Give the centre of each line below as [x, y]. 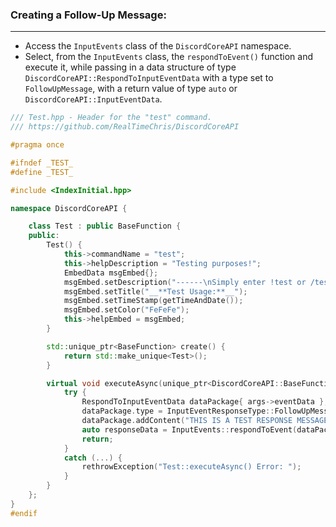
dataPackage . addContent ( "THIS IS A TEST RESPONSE [187, 421]
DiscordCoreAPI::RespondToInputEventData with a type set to [149, 78]
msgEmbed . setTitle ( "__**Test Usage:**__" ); [155, 291]
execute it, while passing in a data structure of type [130, 67]
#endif [24, 513]
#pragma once [37, 145]
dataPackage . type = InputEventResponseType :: [178, 411]
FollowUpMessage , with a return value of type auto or [131, 89]
